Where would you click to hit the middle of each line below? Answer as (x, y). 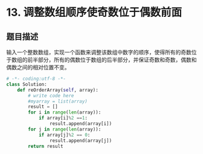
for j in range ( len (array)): (65, 129)
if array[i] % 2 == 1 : (63, 118)
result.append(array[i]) (81, 124)
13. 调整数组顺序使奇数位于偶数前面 (94, 12)
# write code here (51, 95)
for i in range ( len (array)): (65, 112)
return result (46, 146)
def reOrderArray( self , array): (58, 90)
